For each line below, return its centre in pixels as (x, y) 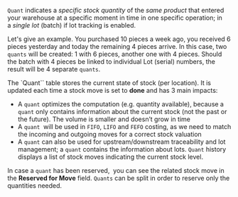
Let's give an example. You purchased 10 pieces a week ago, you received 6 (119, 39)
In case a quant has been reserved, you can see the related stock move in (116, 170)
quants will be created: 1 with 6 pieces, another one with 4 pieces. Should (115, 54)
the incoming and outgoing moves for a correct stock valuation (110, 134)
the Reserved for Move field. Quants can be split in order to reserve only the (119, 178)
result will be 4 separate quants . (54, 69)
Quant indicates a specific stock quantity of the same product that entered (116, 10)
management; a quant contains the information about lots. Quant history (122, 149)
